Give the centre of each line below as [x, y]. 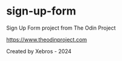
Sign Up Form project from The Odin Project [61, 28]
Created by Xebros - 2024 [39, 51]
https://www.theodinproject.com [47, 39]
